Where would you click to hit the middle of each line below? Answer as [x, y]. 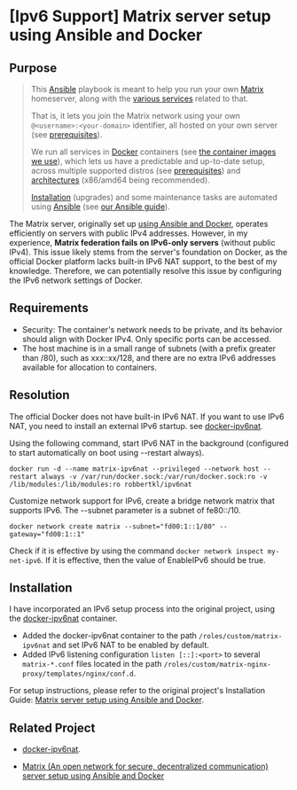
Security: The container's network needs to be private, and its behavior [152, 329]
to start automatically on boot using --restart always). [107, 452]
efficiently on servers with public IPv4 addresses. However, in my [129, 233]
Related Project [52, 727]
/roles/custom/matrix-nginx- [218, 665]
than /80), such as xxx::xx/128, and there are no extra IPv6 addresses [149, 357]
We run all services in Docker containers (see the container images [153, 152]
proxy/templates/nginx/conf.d [78, 674]
